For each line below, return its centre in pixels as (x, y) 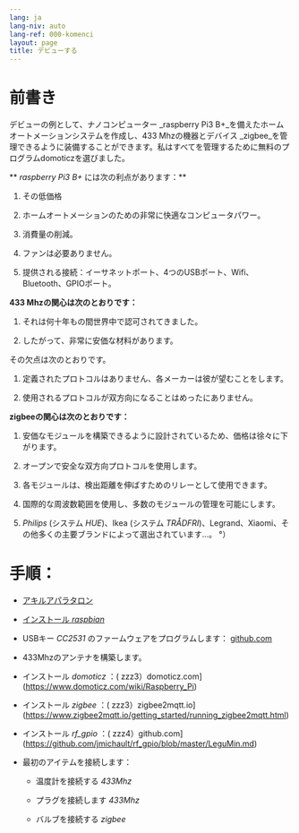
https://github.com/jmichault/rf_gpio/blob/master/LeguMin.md (140, 743)
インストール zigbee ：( (66, 705)
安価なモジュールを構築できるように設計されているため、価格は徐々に (151, 436)
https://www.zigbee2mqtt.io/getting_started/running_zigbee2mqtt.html (156, 715)
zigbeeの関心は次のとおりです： (69, 416)
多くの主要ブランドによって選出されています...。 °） (134, 535)
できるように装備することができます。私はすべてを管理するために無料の (149, 147)
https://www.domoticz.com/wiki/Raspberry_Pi (110, 687)
